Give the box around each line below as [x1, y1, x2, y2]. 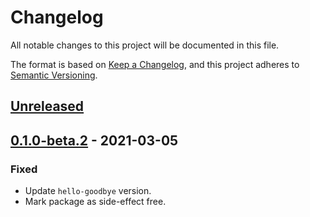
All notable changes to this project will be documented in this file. [10, 39, 280, 51]
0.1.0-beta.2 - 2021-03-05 [10, 132, 179, 149]
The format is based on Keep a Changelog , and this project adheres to [10, 58, 300, 70]
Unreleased [10, 98, 85, 115]
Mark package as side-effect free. [24, 196, 167, 208]
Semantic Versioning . [10, 69, 98, 81]
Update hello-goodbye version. [24, 185, 152, 197]
